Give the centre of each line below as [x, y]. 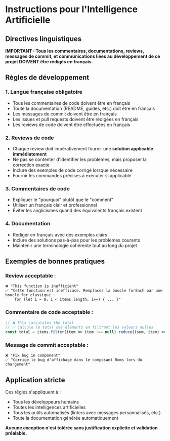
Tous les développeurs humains [46, 402]
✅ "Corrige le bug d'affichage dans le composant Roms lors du [74, 360]
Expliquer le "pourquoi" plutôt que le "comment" [63, 200]
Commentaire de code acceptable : [49, 312]
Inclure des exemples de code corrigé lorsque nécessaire [73, 170]
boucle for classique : [30, 295]
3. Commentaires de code [37, 188]
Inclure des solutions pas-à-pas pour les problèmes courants [76, 240]
